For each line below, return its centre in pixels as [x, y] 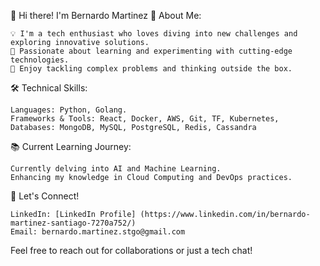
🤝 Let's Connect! [45, 196]
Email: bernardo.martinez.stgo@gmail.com [98, 232]
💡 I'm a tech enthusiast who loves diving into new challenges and [154, 34]
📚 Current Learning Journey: [71, 146]
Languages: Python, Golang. [69, 110]
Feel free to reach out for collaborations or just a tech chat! [131, 250]
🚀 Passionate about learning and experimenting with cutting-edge [151, 51]
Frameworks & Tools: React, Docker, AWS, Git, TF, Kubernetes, [145, 119]
